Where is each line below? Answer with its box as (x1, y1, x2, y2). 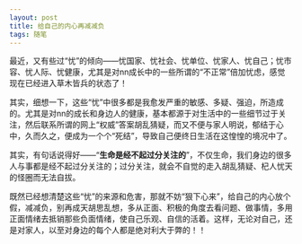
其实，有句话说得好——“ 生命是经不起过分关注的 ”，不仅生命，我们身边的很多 (9, 150, 292, 161)
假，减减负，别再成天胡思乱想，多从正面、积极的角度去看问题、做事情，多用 (9, 203, 293, 213)
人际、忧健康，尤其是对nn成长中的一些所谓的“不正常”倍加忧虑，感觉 (32, 66, 286, 77)
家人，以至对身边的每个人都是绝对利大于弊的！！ (24, 225, 207, 236)
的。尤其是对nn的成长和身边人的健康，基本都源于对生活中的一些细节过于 (9, 109, 279, 119)
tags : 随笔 (9, 30, 48, 39)
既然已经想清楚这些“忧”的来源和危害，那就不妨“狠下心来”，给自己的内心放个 (9, 191, 291, 202)
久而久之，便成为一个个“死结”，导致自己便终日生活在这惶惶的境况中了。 (24, 131, 292, 142)
